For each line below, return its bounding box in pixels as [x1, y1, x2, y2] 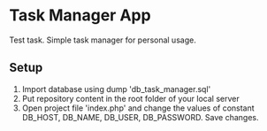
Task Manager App [9, 5, 152, 26]
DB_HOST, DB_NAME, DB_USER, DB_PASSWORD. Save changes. [21, 112, 259, 122]
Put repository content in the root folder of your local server [21, 93, 240, 104]
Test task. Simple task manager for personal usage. [9, 35, 196, 45]
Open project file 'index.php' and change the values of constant [21, 103, 255, 113]
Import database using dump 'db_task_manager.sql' [21, 83, 211, 94]
